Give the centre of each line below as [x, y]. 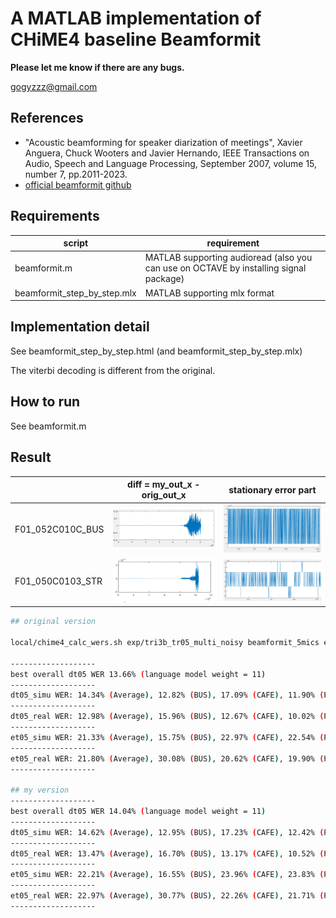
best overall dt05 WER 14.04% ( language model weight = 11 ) [138, 812]
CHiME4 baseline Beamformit [136, 39]
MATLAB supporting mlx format [209, 293]
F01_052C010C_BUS [59, 529]
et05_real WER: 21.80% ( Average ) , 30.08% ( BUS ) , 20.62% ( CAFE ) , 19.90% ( [167, 758]
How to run [45, 402]
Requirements [55, 216]
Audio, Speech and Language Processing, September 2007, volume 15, [171, 163]
